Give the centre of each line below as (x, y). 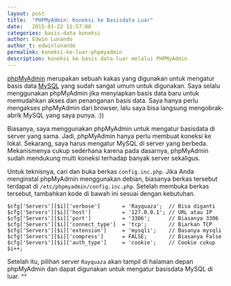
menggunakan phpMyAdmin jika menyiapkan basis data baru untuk (103, 93)
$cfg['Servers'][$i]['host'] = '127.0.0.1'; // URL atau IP (110, 212)
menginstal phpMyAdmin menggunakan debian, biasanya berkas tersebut (112, 179)
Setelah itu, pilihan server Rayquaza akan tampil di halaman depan (100, 261)
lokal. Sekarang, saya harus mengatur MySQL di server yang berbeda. (108, 143)
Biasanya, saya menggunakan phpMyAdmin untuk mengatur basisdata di (111, 128)
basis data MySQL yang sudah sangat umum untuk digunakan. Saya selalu (114, 86)
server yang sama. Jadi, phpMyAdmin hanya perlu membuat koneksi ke (109, 136)
